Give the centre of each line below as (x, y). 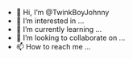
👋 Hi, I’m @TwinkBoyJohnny (62, 12)
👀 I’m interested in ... (50, 21)
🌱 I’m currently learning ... (59, 29)
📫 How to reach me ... (53, 47)
